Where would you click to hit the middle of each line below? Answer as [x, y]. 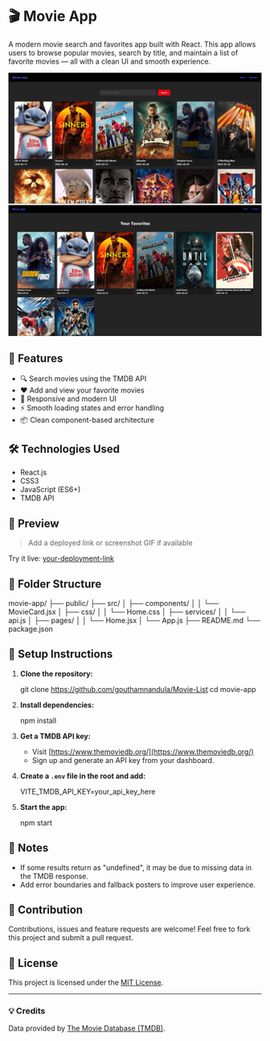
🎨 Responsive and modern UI [68, 398]
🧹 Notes [29, 848]
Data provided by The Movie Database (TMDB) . [87, 1028]
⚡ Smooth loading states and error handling [92, 408]
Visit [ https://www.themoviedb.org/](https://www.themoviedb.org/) [143, 752]
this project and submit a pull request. [71, 938]
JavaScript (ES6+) [50, 490]
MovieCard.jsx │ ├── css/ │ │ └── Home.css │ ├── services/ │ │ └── [127, 612]
